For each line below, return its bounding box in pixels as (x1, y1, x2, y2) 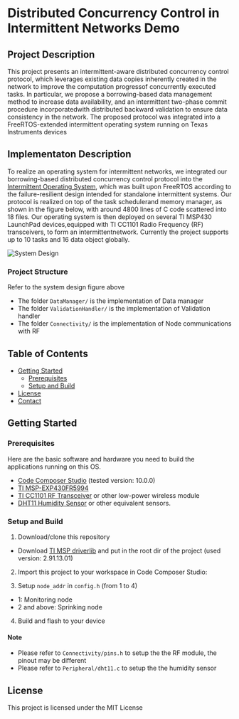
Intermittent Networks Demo (7, 20, 180, 36)
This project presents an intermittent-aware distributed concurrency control (7, 68, 229, 75)
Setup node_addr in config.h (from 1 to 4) (17, 581, 137, 590)
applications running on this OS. (7, 462, 101, 471)
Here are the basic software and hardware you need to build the (7, 454, 195, 463)
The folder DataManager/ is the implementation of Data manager (17, 297, 204, 305)
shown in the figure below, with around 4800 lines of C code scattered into (7, 205, 227, 213)
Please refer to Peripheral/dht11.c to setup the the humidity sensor (17, 664, 217, 673)
